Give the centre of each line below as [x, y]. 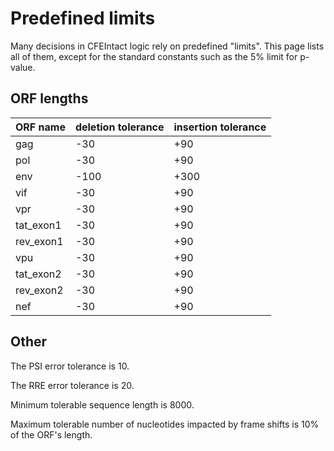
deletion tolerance [119, 127]
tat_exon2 [38, 274]
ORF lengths [49, 98]
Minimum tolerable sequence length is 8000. [102, 404]
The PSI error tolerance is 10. [70, 366]
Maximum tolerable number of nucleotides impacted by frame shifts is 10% [165, 424]
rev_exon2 [39, 290]
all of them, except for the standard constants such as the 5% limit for [154, 56]
